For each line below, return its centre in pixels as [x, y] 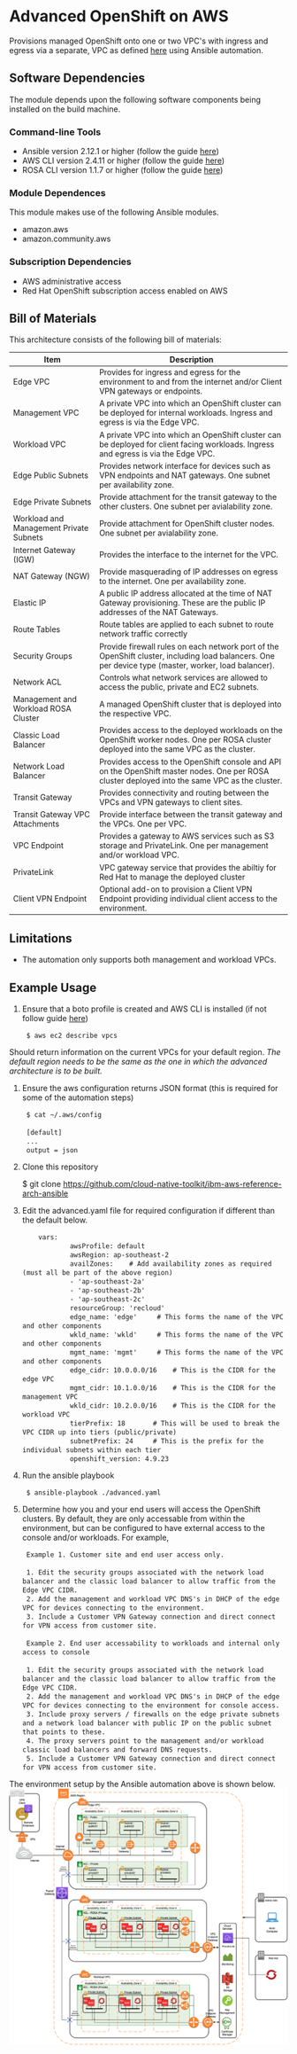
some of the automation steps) [78, 1097]
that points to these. [64, 1732]
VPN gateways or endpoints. [151, 391]
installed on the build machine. [65, 109]
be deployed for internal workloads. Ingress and [186, 413]
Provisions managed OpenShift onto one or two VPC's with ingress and [139, 41]
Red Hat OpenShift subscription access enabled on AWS [125, 291]
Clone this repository [60, 1167]
